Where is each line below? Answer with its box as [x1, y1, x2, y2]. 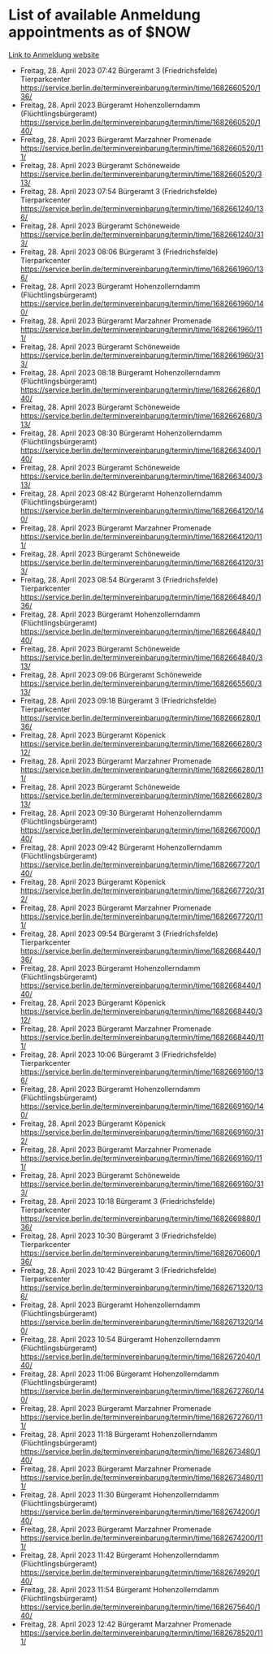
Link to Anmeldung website [8, 50, 100, 59]
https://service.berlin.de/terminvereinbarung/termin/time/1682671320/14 [19, 1317, 264, 1327]
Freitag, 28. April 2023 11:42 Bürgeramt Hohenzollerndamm [19, 1550, 219, 1560]
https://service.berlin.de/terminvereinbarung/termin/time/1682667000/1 [19, 825, 261, 834]
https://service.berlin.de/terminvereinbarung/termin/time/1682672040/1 [19, 1351, 262, 1362]
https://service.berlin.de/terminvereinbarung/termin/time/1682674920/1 [19, 1567, 261, 1577]
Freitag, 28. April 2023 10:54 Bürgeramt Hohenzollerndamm [19, 1334, 221, 1344]
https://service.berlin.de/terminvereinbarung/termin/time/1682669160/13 [19, 1067, 264, 1076]
